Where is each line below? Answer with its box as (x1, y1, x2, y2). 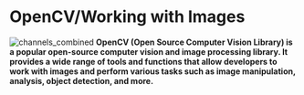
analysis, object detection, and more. (9, 75, 153, 86)
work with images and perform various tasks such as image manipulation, (9, 66, 296, 77)
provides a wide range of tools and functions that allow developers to (9, 56, 278, 67)
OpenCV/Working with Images (9, 6, 246, 27)
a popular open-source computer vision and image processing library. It (9, 46, 288, 57)
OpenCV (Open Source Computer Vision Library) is (95, 37, 294, 47)
